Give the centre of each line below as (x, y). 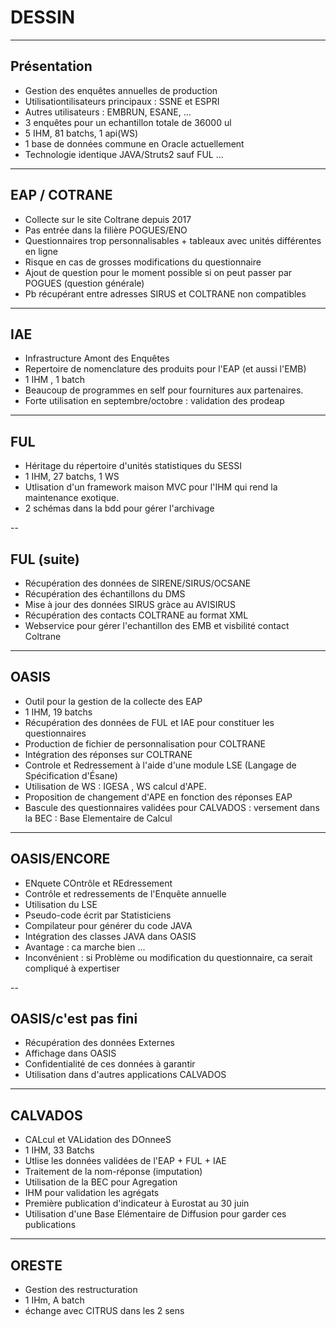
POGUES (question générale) (84, 283)
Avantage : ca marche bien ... (85, 947)
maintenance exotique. (72, 498)
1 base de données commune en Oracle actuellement (134, 143)
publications (50, 1225)
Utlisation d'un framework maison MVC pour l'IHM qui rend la (151, 487)
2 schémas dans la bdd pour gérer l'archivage (119, 508)
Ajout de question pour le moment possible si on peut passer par (158, 272)
